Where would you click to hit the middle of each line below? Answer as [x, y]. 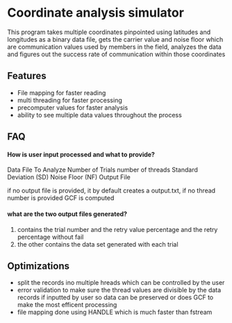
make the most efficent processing [67, 305]
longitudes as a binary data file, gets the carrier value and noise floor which [115, 39]
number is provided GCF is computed [61, 198]
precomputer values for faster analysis [73, 107]
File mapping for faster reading [61, 92]
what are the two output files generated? [67, 214]
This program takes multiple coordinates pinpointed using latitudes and [109, 32]
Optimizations [38, 266]
